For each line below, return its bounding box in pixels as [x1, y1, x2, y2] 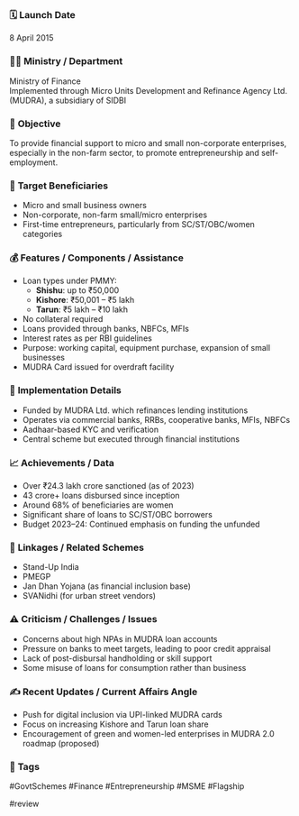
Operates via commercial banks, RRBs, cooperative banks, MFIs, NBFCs [22, 414, 291, 425]
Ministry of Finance [9, 76, 81, 87]
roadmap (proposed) [22, 738, 100, 748]
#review [9, 798, 40, 810]
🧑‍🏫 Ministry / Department [9, 55, 123, 68]
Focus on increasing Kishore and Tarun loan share [22, 719, 209, 729]
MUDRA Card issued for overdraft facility [22, 362, 175, 372]
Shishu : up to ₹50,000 [35, 285, 120, 296]
